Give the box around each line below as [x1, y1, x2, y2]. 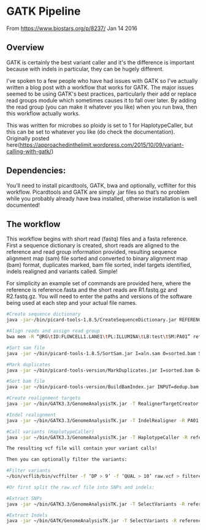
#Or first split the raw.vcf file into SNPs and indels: [6, 484, 155, 490]
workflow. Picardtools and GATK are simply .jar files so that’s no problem [6, 188, 190, 196]
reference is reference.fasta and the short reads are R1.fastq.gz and [6, 286, 178, 294]
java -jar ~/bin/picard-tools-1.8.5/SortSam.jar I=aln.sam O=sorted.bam [6, 350, 196, 356]
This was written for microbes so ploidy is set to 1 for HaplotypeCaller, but [6, 121, 193, 129]
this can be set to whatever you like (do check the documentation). [6, 128, 175, 136]
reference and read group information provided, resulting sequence [6, 248, 177, 256]
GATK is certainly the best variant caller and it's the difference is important [6, 58, 195, 66]
